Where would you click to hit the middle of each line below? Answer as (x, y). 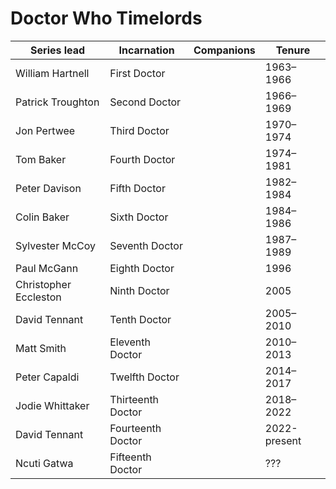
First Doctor (137, 73)
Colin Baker (42, 217)
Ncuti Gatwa (44, 463)
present (283, 440)
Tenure (293, 50)
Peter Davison (48, 188)
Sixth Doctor (139, 217)
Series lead (58, 50)
